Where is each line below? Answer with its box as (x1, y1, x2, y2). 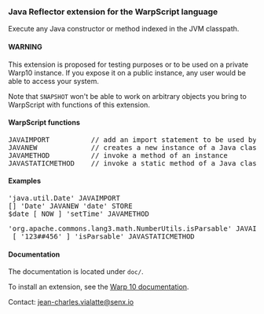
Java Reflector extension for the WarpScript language (8, 6, 218, 17)
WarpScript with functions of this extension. (8, 100, 151, 109)
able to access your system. (8, 76, 100, 86)
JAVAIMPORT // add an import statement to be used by (8, 135, 257, 144)
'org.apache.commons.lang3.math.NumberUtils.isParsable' (8, 224, 233, 233)
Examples (8, 176, 42, 186)
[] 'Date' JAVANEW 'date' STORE (8, 201, 133, 210)
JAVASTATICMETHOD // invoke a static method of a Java (8, 159, 236, 167)
